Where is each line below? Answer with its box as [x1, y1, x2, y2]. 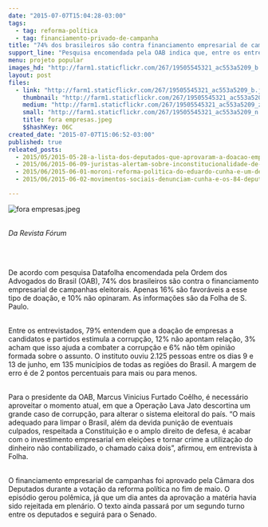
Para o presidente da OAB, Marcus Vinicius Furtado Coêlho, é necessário [8, 392, 249, 401]
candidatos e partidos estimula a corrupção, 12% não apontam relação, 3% [8, 333, 257, 344]
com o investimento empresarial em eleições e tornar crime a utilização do [8, 434, 254, 444]
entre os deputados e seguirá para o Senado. [8, 509, 157, 519]
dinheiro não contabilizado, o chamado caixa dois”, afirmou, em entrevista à [8, 443, 258, 453]
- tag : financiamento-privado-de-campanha [15, 34, 159, 42]
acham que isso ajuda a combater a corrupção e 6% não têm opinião [8, 342, 235, 352]
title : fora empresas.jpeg [22, 116, 112, 124]
